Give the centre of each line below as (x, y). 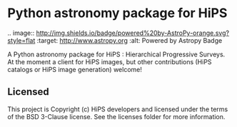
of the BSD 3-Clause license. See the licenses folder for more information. (116, 116)
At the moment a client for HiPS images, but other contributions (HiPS (110, 61)
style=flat (21, 40)
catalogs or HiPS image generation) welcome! (75, 69)
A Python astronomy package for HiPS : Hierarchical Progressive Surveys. (116, 54)
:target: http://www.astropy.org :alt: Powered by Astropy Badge (130, 40)
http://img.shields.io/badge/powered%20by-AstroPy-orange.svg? (133, 33)
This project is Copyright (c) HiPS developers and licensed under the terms (118, 109)
